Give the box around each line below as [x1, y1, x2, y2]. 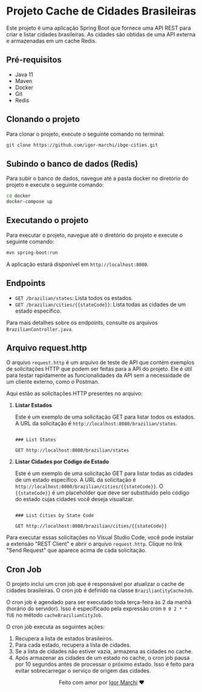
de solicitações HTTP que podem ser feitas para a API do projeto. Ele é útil [6, 365, 192, 373]
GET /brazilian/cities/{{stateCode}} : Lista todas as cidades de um [15, 301, 186, 308]
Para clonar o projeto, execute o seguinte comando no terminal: [6, 130, 165, 138]
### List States [15, 437, 56, 443]
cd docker [6, 193, 31, 199]
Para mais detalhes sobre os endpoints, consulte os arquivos [6, 319, 158, 326]
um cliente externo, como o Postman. [6, 378, 100, 385]
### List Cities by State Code [15, 513, 94, 519]
